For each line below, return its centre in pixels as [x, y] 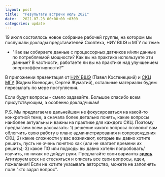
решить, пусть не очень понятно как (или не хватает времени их [73, 144]
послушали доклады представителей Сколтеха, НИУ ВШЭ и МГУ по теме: [83, 43]
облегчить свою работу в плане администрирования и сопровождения [81, 133]
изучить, [14, 154]
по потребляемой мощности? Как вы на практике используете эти [83, 58]
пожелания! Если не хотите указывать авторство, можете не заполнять [81, 164]
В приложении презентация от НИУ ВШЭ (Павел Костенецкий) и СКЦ [78, 77]
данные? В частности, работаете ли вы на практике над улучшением [85, 62]
